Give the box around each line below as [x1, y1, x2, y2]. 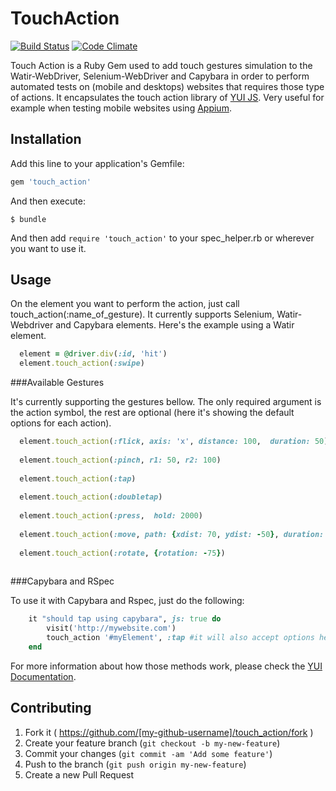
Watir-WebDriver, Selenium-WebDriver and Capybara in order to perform [10, 70, 310, 82]
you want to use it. [10, 242, 87, 254]
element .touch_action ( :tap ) [19, 473, 137, 484]
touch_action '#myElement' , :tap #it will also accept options [46, 633, 315, 643]
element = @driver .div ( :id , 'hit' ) [19, 349, 168, 359]
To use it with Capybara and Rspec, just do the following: [10, 595, 245, 607]
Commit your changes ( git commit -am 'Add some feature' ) [24, 747, 273, 759]
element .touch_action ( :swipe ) [19, 358, 145, 369]
